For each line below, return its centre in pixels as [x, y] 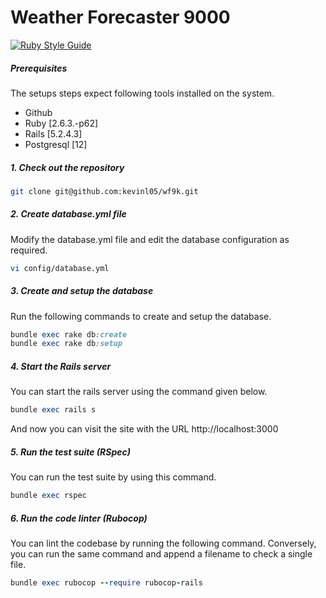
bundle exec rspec [48, 496]
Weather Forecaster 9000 [120, 17]
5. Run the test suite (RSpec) [71, 452]
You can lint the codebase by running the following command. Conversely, [163, 543]
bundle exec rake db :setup [66, 344]
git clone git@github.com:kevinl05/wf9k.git [104, 191]
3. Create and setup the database [82, 291]
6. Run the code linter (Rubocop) [79, 518]
